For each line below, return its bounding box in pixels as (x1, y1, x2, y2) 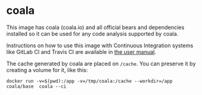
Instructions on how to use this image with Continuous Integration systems (6, 42, 193, 49)
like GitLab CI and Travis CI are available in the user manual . (6, 48, 156, 55)
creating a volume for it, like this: (6, 66, 88, 73)
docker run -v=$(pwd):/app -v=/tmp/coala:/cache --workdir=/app (6, 78, 173, 84)
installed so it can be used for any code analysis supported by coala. (6, 30, 179, 37)
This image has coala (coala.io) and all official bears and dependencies (6, 24, 184, 31)
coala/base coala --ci (6, 83, 67, 90)
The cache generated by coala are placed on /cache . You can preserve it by (6, 60, 196, 67)
